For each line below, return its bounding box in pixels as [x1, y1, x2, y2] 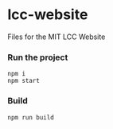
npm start [7, 77, 41, 85]
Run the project [7, 52, 68, 63]
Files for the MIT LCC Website [7, 32, 106, 41]
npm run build [7, 113, 55, 121]
